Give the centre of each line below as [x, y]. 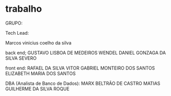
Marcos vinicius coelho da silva [38, 43]
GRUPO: [14, 23]
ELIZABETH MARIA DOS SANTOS [40, 73]
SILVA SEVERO [21, 58]
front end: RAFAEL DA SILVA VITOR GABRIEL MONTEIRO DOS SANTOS [80, 68]
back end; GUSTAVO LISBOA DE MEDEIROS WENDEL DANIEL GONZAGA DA [86, 53]
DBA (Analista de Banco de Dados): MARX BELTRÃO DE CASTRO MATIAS [83, 83]
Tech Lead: [17, 33]
